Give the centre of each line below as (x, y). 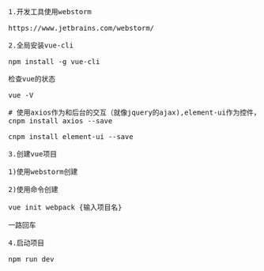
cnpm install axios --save (60, 121)
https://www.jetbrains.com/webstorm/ (81, 28)
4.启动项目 (26, 243)
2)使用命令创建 (33, 189)
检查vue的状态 (32, 79)
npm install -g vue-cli (54, 62)
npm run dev (31, 259)
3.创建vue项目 (33, 154)
